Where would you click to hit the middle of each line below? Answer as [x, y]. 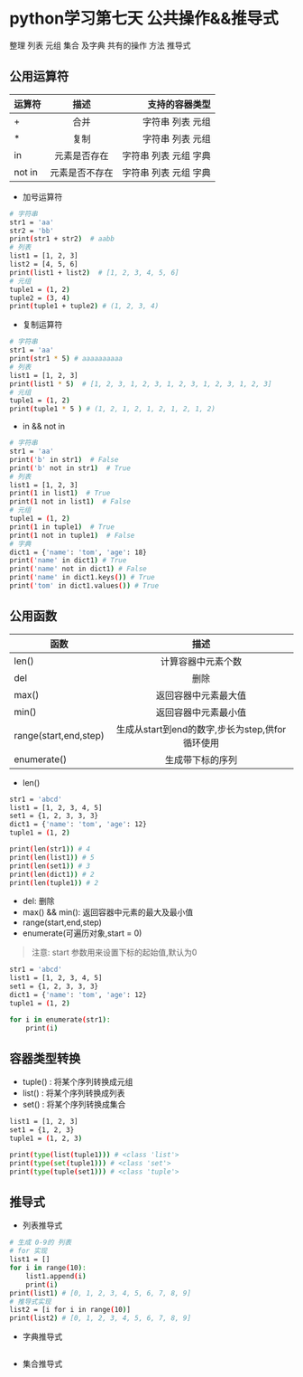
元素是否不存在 [82, 173]
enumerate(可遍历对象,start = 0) [82, 933]
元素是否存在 [82, 156]
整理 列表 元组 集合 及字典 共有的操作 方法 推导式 [100, 45]
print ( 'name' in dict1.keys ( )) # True [82, 578]
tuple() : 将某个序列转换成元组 [78, 1082]
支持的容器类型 [179, 104]
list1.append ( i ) [56, 1276]
